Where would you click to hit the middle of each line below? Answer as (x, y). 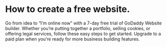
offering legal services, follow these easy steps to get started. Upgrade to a (83, 33)
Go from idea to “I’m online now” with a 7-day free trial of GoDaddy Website (83, 23)
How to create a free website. (68, 9)
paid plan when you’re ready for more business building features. (72, 39)
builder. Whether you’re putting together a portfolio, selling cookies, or (78, 28)
